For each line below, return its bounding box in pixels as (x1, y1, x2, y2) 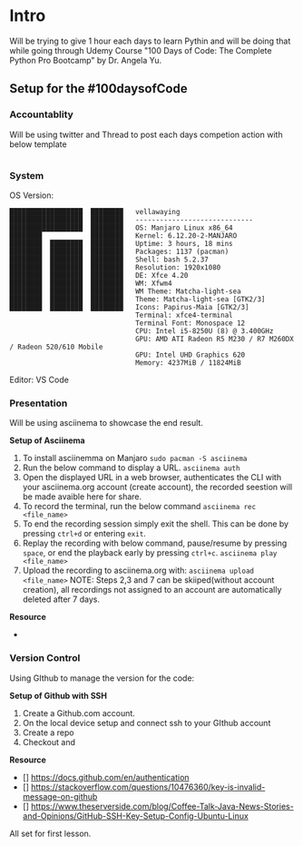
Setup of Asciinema (9, 435, 85, 446)
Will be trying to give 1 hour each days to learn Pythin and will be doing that (9, 35, 291, 46)
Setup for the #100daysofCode (9, 81, 188, 96)
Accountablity (9, 108, 74, 121)
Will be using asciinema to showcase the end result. (9, 418, 204, 428)
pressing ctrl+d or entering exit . (22, 528, 147, 539)
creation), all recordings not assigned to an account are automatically (22, 585, 282, 595)
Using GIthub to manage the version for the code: (9, 673, 195, 684)
